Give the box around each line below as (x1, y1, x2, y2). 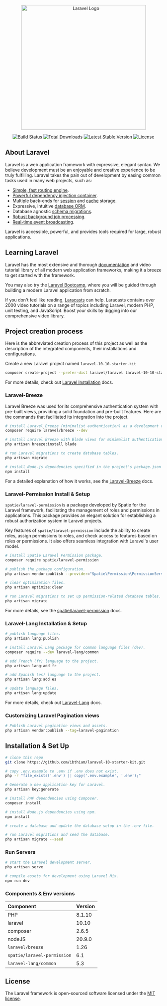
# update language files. (5, 686, 59, 691)
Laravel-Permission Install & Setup (5, 491, 90, 498)
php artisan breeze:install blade (5, 442, 77, 447)
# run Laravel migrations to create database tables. (5, 451, 119, 456)
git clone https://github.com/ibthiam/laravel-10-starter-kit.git (5, 759, 146, 764)
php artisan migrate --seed (5, 837, 64, 842)
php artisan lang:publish (5, 636, 59, 641)
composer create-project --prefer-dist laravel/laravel (5, 370, 123, 375)
